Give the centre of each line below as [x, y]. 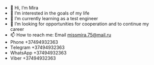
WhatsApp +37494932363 [38, 53]
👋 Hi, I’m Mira [24, 8]
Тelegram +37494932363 [37, 47]
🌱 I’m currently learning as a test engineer [54, 18]
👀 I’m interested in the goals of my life [50, 13]
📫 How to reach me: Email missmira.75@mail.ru [60, 35]
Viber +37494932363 [33, 58]
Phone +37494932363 [34, 42]
